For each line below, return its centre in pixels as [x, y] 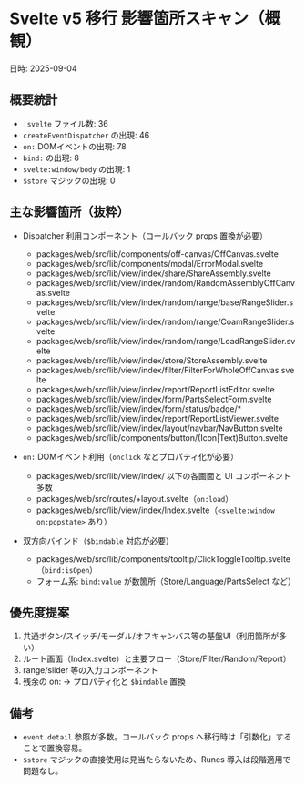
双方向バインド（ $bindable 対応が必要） [98, 540]
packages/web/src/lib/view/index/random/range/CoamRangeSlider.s [165, 321]
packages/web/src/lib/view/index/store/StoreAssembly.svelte [152, 360]
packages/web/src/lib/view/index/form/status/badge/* [139, 408]
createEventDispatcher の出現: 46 [86, 135]
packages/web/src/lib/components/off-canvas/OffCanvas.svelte [158, 254]
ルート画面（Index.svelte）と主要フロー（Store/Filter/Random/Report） [157, 659]
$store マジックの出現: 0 [69, 180]
